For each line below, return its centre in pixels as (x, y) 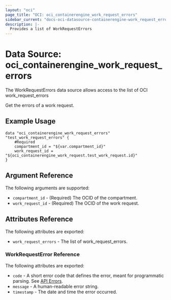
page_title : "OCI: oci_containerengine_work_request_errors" (72, 15)
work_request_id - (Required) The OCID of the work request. (76, 203)
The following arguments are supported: (48, 188)
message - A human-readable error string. (55, 286)
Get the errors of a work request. (40, 106)
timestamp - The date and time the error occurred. (65, 292)
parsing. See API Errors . (38, 281)
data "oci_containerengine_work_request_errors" (58, 133)
